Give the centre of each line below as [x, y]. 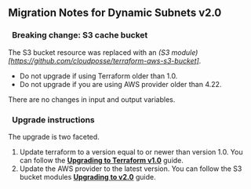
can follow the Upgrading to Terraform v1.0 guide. [102, 160]
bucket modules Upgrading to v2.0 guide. [87, 176]
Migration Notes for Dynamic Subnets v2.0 [115, 13]
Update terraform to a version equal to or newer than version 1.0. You [131, 151]
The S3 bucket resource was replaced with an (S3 [89, 52]
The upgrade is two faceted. [54, 136]
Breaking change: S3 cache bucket [80, 35]
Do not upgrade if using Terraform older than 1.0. [98, 76]
